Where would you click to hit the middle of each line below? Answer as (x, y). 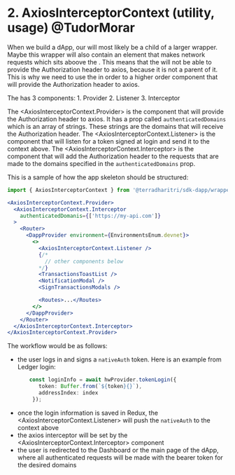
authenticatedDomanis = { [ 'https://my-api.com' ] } (90, 216)
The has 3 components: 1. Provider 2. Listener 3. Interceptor (94, 98)
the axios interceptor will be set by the (72, 435)
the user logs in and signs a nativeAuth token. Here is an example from (119, 359)
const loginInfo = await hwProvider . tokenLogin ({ (103, 380)
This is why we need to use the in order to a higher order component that (113, 77)
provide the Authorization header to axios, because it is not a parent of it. (113, 69)
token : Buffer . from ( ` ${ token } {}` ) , (90, 387)
